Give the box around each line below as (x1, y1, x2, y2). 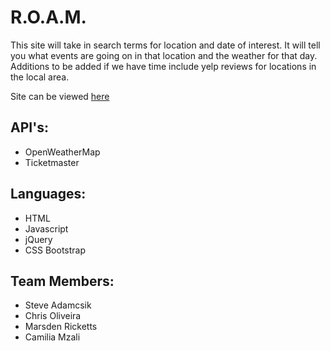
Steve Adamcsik (24, 299, 92, 311)
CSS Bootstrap (24, 244, 86, 256)
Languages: (10, 186, 87, 203)
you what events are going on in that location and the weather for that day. (10, 49, 318, 61)
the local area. (10, 71, 70, 83)
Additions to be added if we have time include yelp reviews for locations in (10, 60, 317, 72)
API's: (10, 119, 49, 136)
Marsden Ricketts (24, 321, 98, 333)
